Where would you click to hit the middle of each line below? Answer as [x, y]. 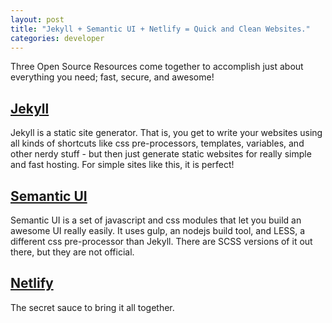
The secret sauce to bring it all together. [92, 307]
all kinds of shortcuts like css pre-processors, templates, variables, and [157, 143]
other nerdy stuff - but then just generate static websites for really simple [161, 154]
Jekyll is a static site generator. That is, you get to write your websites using [166, 133]
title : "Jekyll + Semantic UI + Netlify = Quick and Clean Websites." [160, 29]
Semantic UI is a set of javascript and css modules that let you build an [156, 220]
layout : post [37, 19]
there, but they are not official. [72, 252]
